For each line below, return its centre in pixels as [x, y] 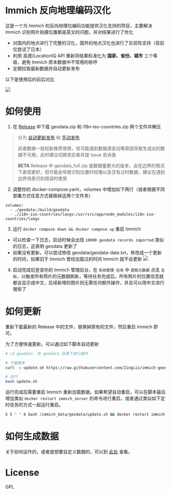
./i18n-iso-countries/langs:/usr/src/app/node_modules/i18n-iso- [85, 214]
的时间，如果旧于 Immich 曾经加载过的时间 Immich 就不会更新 [77, 259]
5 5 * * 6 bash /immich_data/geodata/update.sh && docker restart [77, 415]
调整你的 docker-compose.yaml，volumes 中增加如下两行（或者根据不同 [89, 189]
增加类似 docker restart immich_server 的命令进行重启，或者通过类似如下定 [85, 398]
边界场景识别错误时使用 [42, 178]
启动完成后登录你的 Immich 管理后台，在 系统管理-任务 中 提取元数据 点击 [86, 270]
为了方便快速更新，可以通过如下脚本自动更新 [52, 344]
